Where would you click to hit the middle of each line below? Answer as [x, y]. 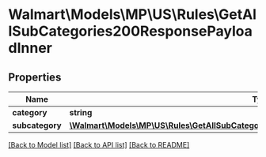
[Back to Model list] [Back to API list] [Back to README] [99, 145]
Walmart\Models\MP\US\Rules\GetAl [133, 15]
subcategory [37, 125]
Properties [35, 77]
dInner [30, 48]
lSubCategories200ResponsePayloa [131, 31]
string [81, 112]
